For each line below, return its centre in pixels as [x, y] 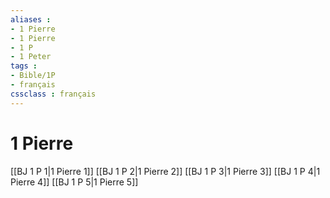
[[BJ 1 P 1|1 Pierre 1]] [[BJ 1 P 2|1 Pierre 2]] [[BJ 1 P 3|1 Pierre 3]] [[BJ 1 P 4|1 [165, 171]
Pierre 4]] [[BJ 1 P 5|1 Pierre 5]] [74, 182]
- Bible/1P [33, 76]
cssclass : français [53, 94]
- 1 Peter [31, 57]
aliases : [31, 19]
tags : [24, 66]
